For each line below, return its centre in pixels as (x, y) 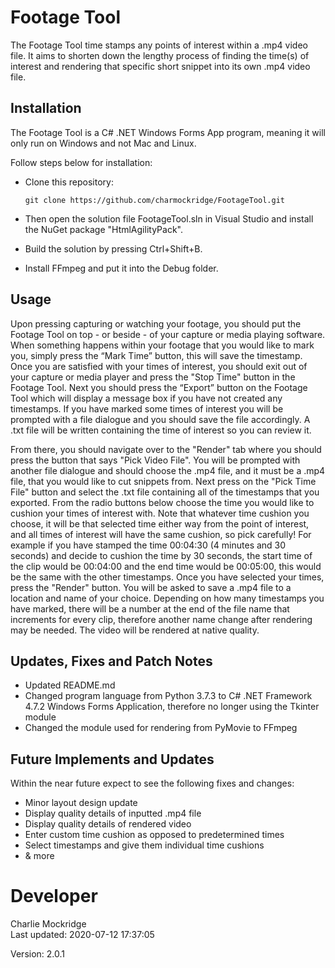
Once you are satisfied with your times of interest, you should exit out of (159, 366)
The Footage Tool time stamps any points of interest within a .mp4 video (159, 45)
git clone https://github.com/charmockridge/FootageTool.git (155, 200)
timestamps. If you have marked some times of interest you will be (147, 408)
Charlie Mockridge (48, 924)
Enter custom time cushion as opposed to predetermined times (154, 835)
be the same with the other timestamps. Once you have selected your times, (167, 577)
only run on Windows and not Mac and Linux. (103, 143)
